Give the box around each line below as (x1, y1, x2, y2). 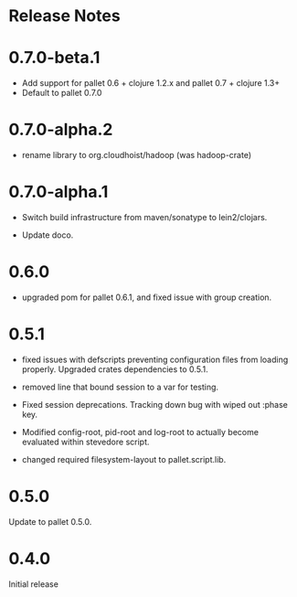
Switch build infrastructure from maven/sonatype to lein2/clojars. (21, 212, 268, 222)
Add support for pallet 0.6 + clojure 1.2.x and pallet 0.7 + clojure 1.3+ (21, 78, 281, 89)
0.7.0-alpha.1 (8, 182, 109, 202)
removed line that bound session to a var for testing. (21, 381, 219, 392)
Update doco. (21, 229, 74, 240)
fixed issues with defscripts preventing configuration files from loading (21, 354, 289, 365)
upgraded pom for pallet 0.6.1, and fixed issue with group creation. (21, 292, 272, 303)
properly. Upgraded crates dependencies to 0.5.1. (21, 363, 208, 375)
